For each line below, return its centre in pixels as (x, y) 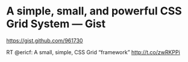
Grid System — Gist (56, 24)
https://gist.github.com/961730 (45, 40)
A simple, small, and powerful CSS (94, 11)
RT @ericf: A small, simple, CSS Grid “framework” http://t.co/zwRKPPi (93, 52)
